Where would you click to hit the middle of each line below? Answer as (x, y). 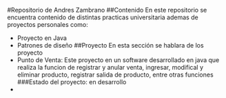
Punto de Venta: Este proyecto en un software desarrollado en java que (118, 60)
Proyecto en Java (42, 38)
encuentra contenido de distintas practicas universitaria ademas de (103, 17)
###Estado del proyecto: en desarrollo (72, 82)
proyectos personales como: (48, 24)
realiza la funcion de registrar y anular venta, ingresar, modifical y (110, 67)
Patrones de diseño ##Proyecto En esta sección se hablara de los (111, 45)
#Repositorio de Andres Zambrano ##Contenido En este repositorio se (107, 10)
